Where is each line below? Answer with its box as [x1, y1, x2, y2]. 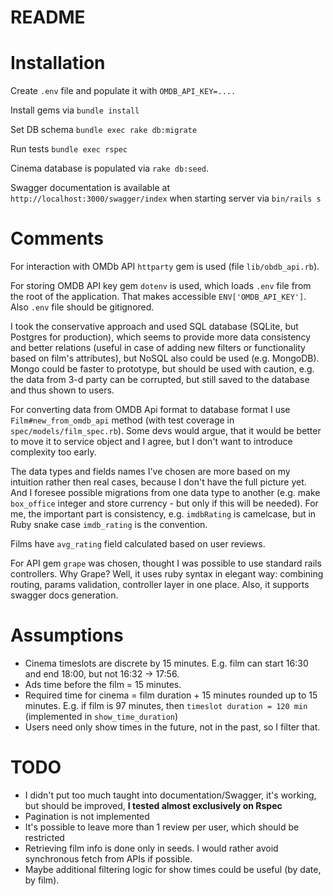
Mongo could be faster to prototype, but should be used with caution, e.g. [10, 363, 315, 375]
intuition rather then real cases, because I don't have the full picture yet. [10, 476, 307, 488]
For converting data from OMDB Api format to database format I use [10, 404, 291, 416]
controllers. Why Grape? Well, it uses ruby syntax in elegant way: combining [10, 568, 324, 580]
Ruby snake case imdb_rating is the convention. [10, 519, 208, 531]
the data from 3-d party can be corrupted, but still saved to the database [10, 374, 310, 386]
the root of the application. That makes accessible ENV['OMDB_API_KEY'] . [10, 291, 307, 303]
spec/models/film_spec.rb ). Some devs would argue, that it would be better [10, 425, 322, 437]
